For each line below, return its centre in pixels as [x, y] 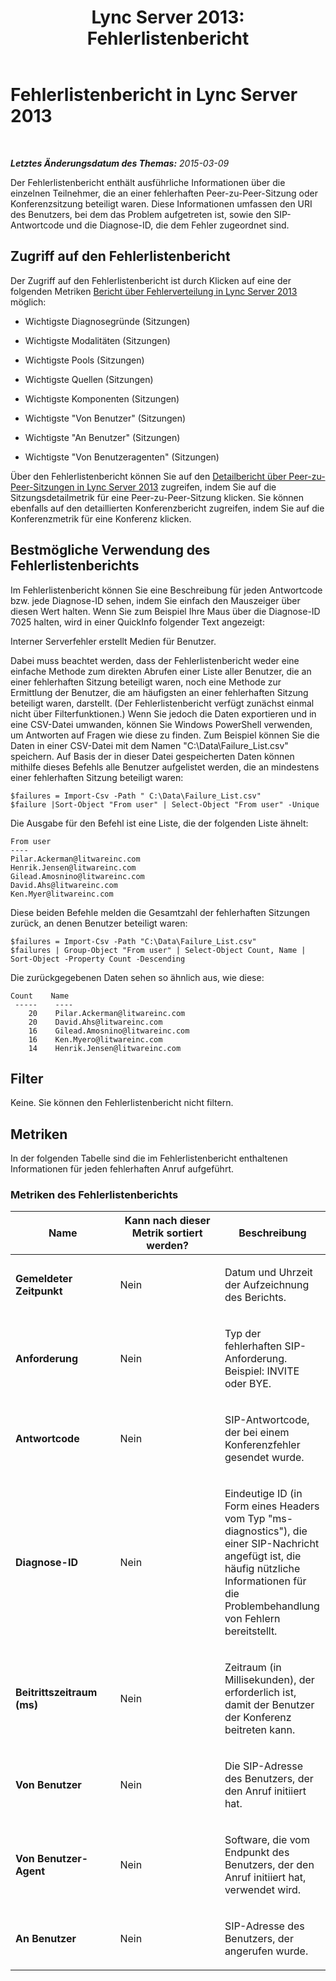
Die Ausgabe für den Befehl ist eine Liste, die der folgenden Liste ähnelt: [159, 823]
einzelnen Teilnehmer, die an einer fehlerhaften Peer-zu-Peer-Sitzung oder [164, 193]
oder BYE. [248, 1384]
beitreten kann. [260, 1730]
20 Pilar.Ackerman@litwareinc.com [107, 1013]
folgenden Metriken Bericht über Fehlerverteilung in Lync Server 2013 [154, 291]
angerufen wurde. [266, 1951]
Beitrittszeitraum [56, 1693]
